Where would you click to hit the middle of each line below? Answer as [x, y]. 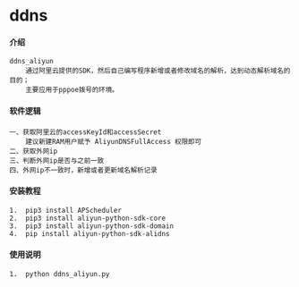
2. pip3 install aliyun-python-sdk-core [88, 218]
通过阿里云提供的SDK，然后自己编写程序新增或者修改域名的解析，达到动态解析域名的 [158, 71]
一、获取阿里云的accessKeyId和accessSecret [85, 132]
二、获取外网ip [34, 151]
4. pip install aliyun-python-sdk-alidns [90, 233]
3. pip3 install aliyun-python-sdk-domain [92, 226]
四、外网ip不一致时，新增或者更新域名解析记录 [84, 170]
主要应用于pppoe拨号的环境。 [72, 90]
